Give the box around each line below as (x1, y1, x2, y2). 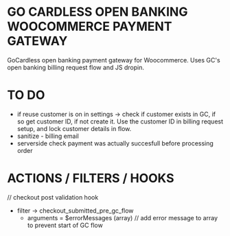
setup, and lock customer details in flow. (16, 124, 132, 132)
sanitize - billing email (16, 132, 79, 140)
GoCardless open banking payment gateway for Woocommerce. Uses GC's (7, 56, 221, 64)
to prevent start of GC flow (27, 221, 103, 229)
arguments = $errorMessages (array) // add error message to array (27, 213, 218, 222)
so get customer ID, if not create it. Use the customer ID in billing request (16, 117, 224, 126)
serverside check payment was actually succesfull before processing (16, 139, 214, 147)
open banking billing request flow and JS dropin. (7, 63, 145, 71)
